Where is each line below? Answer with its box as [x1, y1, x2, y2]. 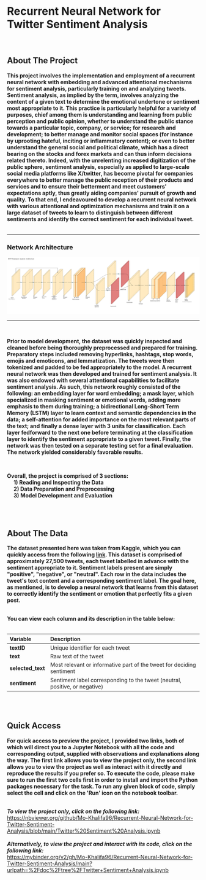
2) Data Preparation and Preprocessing [13, 485, 115, 493]
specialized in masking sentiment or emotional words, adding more [7, 396, 181, 403]
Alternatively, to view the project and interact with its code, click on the [7, 840, 193, 847]
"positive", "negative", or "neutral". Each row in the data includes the [7, 570, 187, 578]
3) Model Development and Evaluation [13, 492, 112, 499]
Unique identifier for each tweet [50, 644, 130, 652]
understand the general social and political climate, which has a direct [7, 143, 189, 151]
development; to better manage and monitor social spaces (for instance [7, 130, 193, 138]
